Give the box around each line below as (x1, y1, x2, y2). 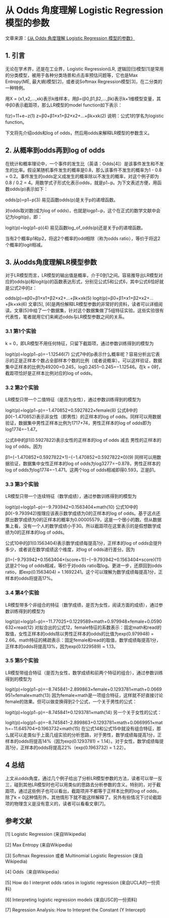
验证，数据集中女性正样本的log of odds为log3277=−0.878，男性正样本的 (9, 460, 161, 467)
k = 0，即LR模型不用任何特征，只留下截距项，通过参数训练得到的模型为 (5, 340, 154, 346)
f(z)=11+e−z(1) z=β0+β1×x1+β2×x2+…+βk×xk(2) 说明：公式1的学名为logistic (5, 113, 164, 119)
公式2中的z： (9, 285, 37, 291)
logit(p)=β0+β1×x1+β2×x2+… (92, 295, 154, 301)
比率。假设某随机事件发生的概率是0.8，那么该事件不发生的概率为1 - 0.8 (14, 167, 162, 173)
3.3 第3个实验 (5, 480, 39, 487)
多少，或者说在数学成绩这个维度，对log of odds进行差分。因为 (5, 546, 135, 553)
